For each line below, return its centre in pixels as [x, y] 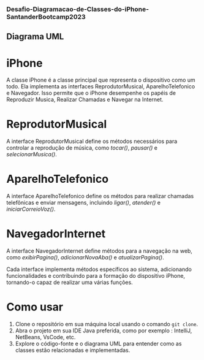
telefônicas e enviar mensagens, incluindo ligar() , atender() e [84, 203]
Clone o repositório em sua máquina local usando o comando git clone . [107, 324]
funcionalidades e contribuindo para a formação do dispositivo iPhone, [96, 276]
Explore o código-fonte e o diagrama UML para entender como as [98, 343]
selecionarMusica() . [32, 155]
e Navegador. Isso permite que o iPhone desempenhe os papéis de [91, 93]
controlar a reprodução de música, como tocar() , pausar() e [82, 148]
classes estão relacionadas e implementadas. [73, 350]
